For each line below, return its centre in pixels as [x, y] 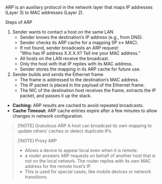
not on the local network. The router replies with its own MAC [88, 161]
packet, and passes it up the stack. [56, 95]
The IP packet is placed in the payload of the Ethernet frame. [82, 85]
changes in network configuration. [48, 116]
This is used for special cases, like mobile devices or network [88, 171]
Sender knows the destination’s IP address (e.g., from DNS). [81, 37]
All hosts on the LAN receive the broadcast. [65, 58]
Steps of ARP [19, 22]
